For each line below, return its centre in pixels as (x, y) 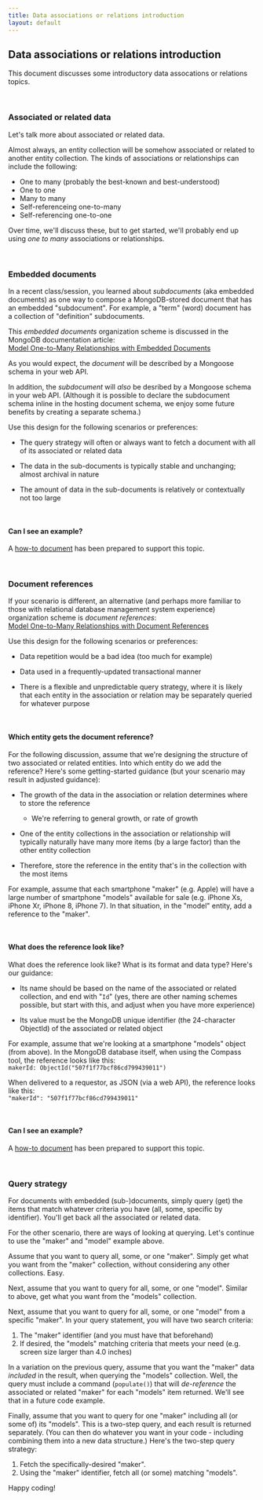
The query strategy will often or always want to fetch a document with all (137, 442)
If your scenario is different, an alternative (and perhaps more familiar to (124, 601)
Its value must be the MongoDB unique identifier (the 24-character (127, 1020)
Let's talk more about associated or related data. (86, 134)
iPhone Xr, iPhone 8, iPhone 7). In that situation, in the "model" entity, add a (130, 905)
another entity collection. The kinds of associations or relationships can (124, 158)
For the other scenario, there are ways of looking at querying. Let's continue (131, 1233)
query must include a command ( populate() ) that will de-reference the (122, 1384)
